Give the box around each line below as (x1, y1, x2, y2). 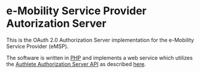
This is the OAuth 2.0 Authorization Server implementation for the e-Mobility (6, 36, 195, 43)
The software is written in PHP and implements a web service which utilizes (6, 54, 193, 61)
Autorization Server (6, 17, 107, 30)
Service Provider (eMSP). (6, 43, 69, 50)
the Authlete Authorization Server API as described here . (6, 61, 146, 68)
